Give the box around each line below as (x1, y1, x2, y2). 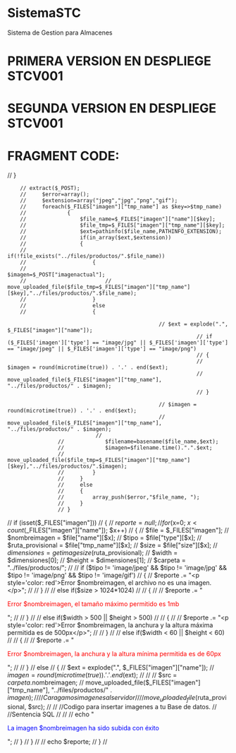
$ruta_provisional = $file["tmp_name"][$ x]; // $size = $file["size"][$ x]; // (7, 541, 218, 550)
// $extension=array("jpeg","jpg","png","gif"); (20, 197, 178, 204)
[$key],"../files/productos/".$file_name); (7, 290, 137, 297)
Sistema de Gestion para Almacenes (7, 28, 113, 37)
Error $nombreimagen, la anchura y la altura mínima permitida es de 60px (7, 650, 222, 658)
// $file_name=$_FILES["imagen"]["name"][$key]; (20, 215, 216, 223)
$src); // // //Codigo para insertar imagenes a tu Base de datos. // (27, 703, 217, 711)
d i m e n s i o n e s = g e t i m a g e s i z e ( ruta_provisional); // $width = (7, 549, 178, 557)
